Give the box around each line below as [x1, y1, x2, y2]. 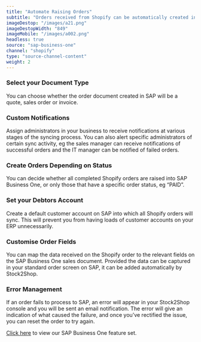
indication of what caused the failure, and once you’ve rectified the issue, [6, 311, 187, 319]
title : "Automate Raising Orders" [6, 8, 93, 15]
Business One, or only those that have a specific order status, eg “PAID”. [6, 181, 185, 189]
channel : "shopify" [6, 48, 55, 54]
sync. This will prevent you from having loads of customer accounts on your [6, 216, 194, 223]
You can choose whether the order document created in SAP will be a [6, 92, 178, 99]
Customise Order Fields [6, 237, 77, 246]
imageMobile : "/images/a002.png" [6, 31, 90, 37]
